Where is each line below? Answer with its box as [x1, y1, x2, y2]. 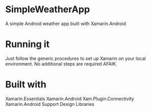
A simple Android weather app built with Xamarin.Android [5, 20, 126, 27]
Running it [5, 38, 50, 50]
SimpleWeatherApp [5, 4, 90, 15]
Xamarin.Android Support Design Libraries [5, 101, 95, 107]
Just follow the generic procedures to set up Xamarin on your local [5, 55, 146, 61]
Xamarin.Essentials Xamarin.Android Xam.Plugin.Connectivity [5, 96, 135, 102]
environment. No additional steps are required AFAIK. [5, 60, 118, 67]
